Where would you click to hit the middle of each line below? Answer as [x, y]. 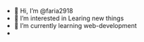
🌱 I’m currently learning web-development [76, 26]
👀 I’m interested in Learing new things [69, 18]
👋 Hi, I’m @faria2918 [43, 11]
